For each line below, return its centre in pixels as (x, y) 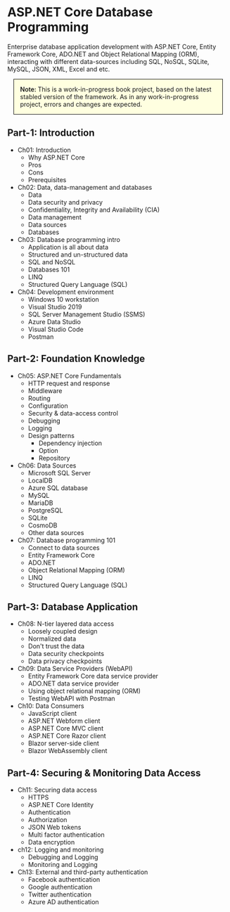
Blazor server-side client (64, 743)
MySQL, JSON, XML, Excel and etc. (59, 69)
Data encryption (51, 842)
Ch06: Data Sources (47, 465)
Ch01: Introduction (44, 150)
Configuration (48, 406)
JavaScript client (52, 714)
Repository (54, 458)
